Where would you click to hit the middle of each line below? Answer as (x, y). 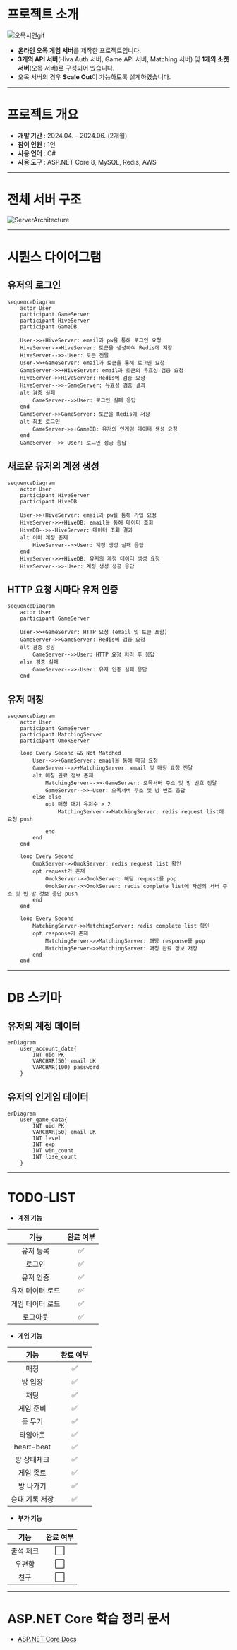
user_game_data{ (44, 1120)
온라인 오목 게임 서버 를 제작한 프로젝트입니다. (79, 50)
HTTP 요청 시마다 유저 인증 (63, 590)
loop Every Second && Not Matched (71, 753)
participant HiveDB (49, 501)
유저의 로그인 (34, 286)
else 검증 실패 (39, 662)
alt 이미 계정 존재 (44, 537)
